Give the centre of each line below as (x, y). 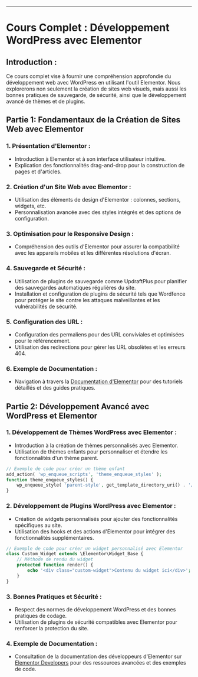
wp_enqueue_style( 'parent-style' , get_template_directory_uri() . (101, 485)
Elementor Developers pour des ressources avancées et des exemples (100, 663)
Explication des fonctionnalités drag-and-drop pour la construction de (100, 165)
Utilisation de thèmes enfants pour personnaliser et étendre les (91, 451)
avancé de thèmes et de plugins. (46, 101)
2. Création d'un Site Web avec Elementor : (69, 187)
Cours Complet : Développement (88, 28)
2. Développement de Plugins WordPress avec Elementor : (91, 506)
